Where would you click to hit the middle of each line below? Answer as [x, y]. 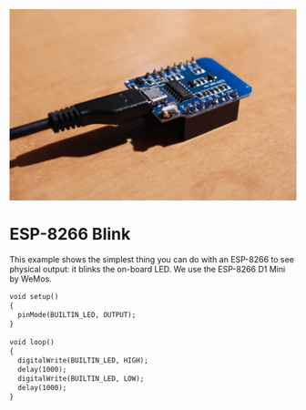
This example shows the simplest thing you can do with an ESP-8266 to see [152, 259]
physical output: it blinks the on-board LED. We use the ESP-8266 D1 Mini [148, 269]
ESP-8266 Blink [70, 234]
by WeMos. [31, 279]
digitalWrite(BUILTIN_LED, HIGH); [83, 360]
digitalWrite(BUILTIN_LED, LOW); [81, 378]
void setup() [34, 296]
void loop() [32, 342]
